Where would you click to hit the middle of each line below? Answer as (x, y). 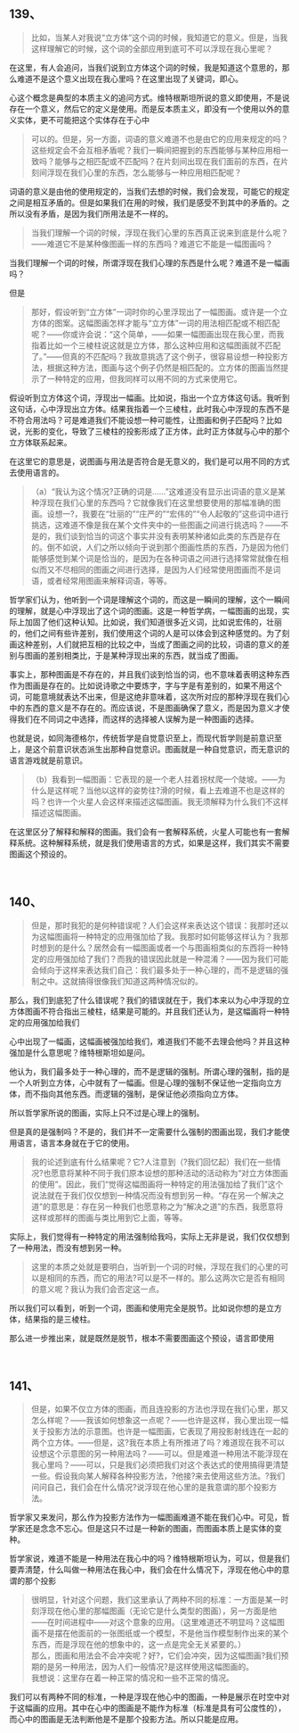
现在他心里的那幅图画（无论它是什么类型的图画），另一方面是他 (162, 1611)
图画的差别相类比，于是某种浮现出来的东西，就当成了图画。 (133, 655)
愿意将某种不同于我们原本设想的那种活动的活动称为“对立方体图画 (170, 1173)
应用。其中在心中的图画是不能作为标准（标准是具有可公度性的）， (167, 1708)
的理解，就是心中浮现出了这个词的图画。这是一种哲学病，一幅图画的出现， (145, 610)
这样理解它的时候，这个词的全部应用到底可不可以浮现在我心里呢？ (152, 48)
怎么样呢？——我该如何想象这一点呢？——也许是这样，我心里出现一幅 (160, 1421)
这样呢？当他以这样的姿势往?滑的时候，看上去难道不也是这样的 (170, 790)
